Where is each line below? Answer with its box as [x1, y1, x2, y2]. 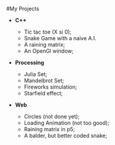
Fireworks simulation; [23, 83, 77, 90]
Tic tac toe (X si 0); [23, 28, 72, 35]
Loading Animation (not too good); [23, 119, 110, 126]
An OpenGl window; [23, 47, 74, 55]
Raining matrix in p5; [23, 126, 75, 132]
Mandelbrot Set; [23, 77, 64, 84]
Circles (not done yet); [23, 113, 80, 120]
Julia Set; [23, 71, 48, 77]
